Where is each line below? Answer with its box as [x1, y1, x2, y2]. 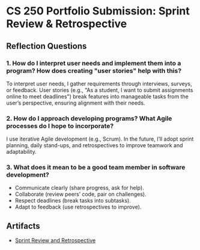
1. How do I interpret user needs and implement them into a [6, 59, 181, 67]
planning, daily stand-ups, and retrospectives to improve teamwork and [6, 142, 183, 149]
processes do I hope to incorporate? [6, 121, 114, 130]
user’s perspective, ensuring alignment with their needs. [6, 99, 145, 106]
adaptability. [6, 148, 37, 156]
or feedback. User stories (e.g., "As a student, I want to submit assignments [6, 86, 193, 94]
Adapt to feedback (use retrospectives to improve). [14, 203, 142, 211]
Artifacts [6, 221, 40, 231]
